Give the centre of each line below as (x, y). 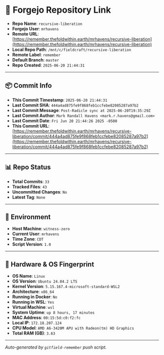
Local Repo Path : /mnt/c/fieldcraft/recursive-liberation (72, 49)
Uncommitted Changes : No (40, 192)
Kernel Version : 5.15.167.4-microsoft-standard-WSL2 (66, 287)
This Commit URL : (31, 126)
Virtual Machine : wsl (33, 307)
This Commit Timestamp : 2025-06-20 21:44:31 (60, 100)
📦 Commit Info (29, 86)
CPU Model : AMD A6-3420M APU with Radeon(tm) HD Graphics (73, 328)
